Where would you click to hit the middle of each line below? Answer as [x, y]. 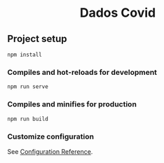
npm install [25, 55]
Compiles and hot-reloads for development [82, 72]
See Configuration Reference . [50, 151]
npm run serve [28, 87]
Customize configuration [51, 136]
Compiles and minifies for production [72, 104]
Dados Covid [118, 13]
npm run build [28, 119]
